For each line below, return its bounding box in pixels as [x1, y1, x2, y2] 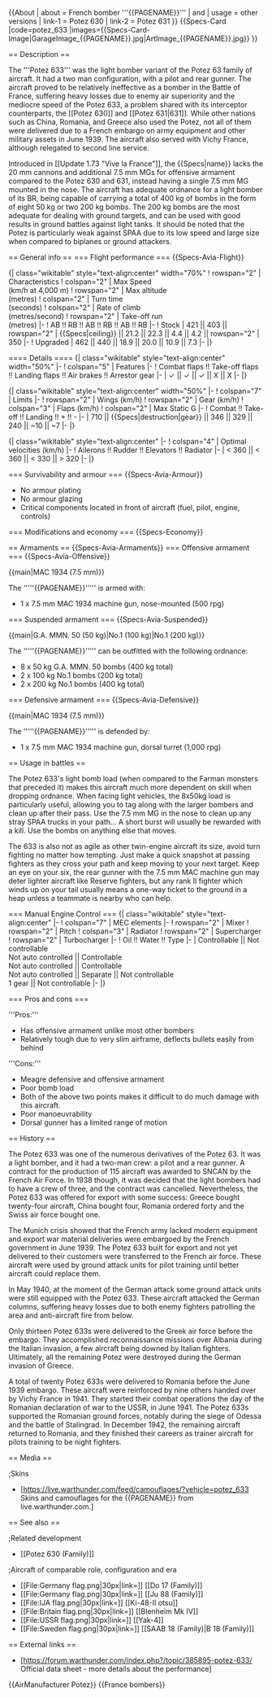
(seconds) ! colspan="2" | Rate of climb [8, 303, 141, 313]
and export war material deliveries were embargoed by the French [8, 1234, 230, 1244]
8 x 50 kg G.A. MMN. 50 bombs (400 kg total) [19, 662, 174, 671]
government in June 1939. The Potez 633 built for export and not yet [8, 1243, 238, 1253]
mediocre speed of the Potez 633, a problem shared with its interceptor [8, 100, 248, 109]
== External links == [8, 1640, 76, 1649]
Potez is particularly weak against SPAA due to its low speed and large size [8, 228, 260, 238]
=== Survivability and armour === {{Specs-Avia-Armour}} [8, 470, 203, 479]
